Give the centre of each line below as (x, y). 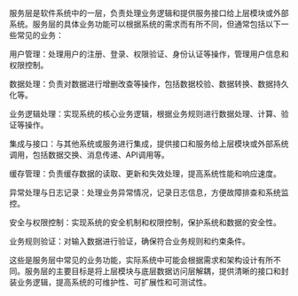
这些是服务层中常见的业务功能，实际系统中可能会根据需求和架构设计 (133, 260)
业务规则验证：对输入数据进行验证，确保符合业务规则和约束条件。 (129, 241)
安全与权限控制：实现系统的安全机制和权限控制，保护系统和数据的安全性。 (145, 222)
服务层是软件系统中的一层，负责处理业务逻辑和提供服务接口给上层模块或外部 (149, 13)
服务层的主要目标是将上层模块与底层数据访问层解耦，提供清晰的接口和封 (157, 271)
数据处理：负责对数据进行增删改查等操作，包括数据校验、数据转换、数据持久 (149, 84)
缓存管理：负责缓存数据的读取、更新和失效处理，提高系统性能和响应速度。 (145, 174)
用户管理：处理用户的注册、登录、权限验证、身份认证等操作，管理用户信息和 (149, 54)
